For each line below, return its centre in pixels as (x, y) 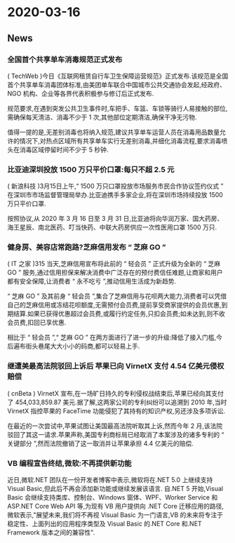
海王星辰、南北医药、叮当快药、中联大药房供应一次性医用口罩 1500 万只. (112, 227)
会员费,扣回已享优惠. (37, 323)
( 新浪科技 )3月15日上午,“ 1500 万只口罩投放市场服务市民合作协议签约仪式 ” (115, 186)
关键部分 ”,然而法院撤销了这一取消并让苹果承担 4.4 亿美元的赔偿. (101, 443)
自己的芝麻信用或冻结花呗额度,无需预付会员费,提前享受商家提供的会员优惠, (115, 305)
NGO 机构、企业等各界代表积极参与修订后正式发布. (81, 93)
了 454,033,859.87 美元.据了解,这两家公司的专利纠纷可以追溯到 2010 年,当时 (117, 402)
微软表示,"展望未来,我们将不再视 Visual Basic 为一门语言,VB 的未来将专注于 (115, 515)
